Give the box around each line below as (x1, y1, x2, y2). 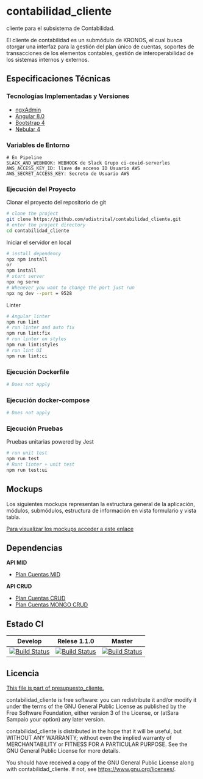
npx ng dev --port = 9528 (6, 290, 72, 296)
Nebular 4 (15, 125, 41, 133)
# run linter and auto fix (6, 324, 75, 331)
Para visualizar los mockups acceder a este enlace (6, 525, 134, 532)
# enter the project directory (6, 222, 86, 228)
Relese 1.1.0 (57, 637, 94, 646)
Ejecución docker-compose (6, 396, 90, 404)
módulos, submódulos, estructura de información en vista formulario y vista (6, 507, 197, 514)
